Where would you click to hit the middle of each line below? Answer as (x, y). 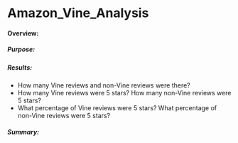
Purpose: (21, 49)
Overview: (23, 33)
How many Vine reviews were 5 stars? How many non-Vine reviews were (124, 93)
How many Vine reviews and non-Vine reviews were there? (104, 85)
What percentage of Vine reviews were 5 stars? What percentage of (117, 108)
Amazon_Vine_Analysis (78, 13)
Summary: (23, 132)
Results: (20, 67)
